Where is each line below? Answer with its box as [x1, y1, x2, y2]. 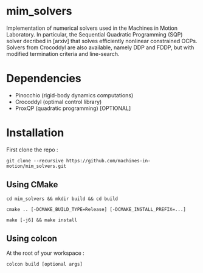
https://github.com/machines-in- [66, 157, 151, 164]
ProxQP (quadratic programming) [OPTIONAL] [15, 105, 131, 112]
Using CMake [6, 179, 58, 190]
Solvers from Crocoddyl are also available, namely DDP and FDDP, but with [6, 44, 194, 51]
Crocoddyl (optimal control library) [15, 98, 102, 105]
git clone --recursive [6, 157, 64, 164]
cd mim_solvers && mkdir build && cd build [6, 196, 119, 202]
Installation [6, 126, 64, 140]
